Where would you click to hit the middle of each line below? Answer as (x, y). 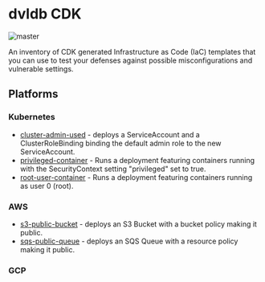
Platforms (33, 94)
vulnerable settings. (41, 68)
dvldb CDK (45, 14)
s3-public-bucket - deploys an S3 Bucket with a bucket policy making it (138, 224)
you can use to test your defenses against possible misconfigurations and (130, 60)
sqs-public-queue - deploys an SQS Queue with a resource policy (129, 241)
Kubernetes (32, 117)
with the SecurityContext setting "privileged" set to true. (113, 169)
